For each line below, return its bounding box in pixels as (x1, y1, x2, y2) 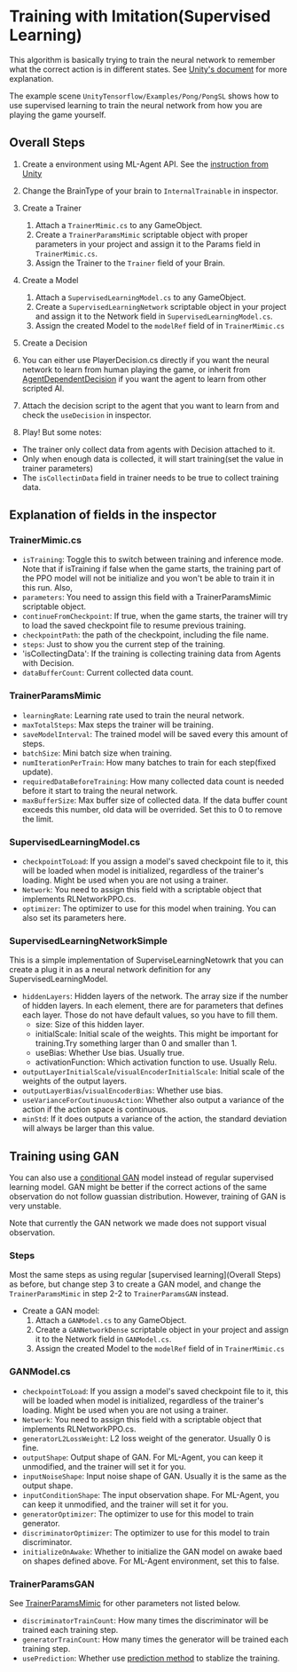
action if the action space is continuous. (21, 1104, 168, 1115)
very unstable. (9, 1201, 62, 1211)
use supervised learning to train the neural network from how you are (9, 99, 263, 110)
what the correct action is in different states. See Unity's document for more (9, 64, 288, 75)
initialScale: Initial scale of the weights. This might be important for (35, 1028, 279, 1040)
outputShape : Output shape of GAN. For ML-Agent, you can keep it (21, 1452, 263, 1462)
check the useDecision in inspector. (21, 409, 152, 420)
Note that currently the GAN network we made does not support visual (9, 1218, 268, 1229)
